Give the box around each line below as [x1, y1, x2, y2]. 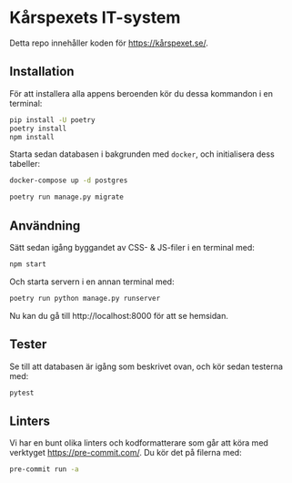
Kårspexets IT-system [9, 7, 181, 28]
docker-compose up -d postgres [9, 176, 128, 185]
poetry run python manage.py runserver [9, 293, 161, 303]
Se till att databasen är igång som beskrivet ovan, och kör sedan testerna [9, 361, 284, 372]
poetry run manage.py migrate [9, 192, 125, 202]
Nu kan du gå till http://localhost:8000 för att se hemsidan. [9, 310, 229, 321]
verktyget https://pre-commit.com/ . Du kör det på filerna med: [9, 447, 243, 458]
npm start [9, 259, 47, 269]
